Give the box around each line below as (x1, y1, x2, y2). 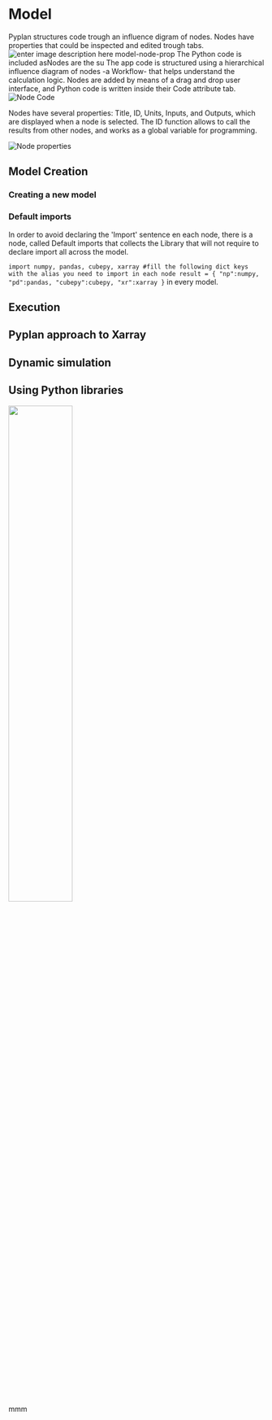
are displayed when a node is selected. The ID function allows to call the (8, 116, 251, 126)
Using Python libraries (8, 383, 124, 397)
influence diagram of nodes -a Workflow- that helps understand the (8, 66, 235, 76)
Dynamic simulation (8, 356, 112, 369)
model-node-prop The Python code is (114, 49, 242, 59)
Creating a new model (8, 189, 97, 200)
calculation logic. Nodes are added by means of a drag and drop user (8, 75, 241, 85)
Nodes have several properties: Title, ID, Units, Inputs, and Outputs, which (8, 107, 256, 118)
